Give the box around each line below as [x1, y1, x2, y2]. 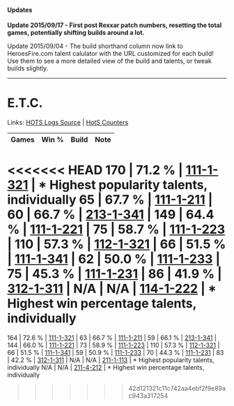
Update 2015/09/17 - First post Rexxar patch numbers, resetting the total [7, 21, 222, 29]
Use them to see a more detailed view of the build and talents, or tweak [7, 57, 212, 66]
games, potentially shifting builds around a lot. [7, 29, 145, 37]
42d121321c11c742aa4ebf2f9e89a [128, 384, 226, 393]
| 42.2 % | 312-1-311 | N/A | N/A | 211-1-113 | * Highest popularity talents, [7, 356, 214, 364]
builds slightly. [7, 64, 49, 73]
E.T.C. [7, 95, 43, 111]
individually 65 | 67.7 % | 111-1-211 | [7, 192, 213, 208]
